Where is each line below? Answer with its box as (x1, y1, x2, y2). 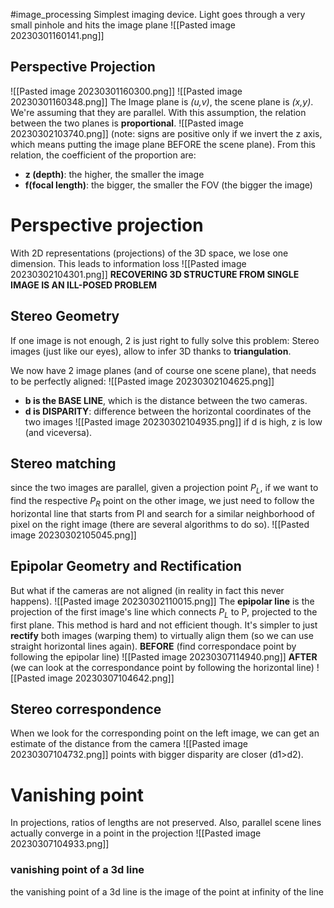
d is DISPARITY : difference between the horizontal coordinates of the (24, 405, 312, 417)
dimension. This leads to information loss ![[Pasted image (10, 257, 247, 269)
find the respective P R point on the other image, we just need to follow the (10, 495, 315, 509)
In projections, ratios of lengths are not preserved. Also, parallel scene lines (10, 817, 322, 829)
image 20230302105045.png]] (10, 529, 137, 541)
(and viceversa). (24, 426, 93, 438)
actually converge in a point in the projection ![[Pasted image (10, 827, 262, 839)
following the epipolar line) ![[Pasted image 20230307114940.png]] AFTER (10, 650, 318, 663)
